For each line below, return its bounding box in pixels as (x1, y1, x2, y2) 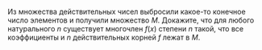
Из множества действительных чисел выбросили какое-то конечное (7, 7, 247, 16)
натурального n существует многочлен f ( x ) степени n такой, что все (7, 24, 244, 33)
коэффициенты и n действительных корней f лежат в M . (7, 32, 201, 42)
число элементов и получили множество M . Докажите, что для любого (7, 15, 255, 25)
